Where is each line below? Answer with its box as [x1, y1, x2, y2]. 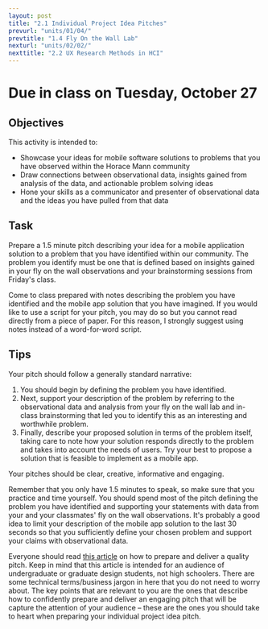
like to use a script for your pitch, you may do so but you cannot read [8, 307, 237, 317]
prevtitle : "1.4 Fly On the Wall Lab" [8, 34, 138, 43]
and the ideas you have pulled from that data [19, 196, 169, 205]
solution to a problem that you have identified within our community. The [8, 249, 249, 259]
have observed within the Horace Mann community [19, 162, 191, 171]
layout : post [8, 11, 52, 20]
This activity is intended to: [8, 138, 98, 147]
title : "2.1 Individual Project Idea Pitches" [8, 19, 167, 27]
